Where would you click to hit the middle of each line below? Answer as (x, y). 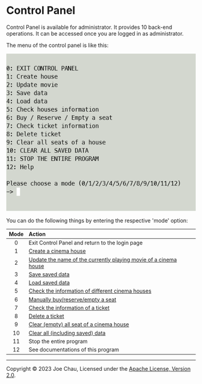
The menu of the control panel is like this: (57, 45)
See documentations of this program (74, 350)
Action (37, 234)
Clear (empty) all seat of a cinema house (79, 324)
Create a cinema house (57, 251)
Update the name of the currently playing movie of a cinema (103, 259)
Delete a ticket (46, 316)
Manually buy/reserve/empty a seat (72, 299)
